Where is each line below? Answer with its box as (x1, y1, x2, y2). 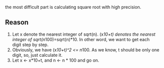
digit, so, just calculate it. (12, 52, 63, 58)
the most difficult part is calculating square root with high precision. (5, 4, 141, 10)
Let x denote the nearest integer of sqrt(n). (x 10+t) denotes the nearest (12, 31, 156, 37)
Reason (5, 18, 29, 26)
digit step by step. (12, 42, 49, 47)
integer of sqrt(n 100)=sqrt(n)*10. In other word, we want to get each (12, 36, 150, 42)
